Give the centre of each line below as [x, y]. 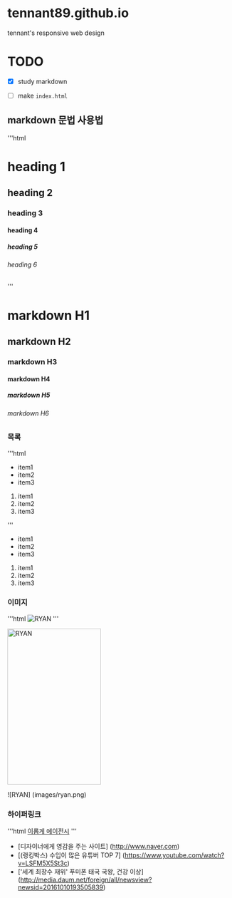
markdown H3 [32, 361]
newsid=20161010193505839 [60, 887]
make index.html [42, 96]
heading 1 [36, 167]
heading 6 [22, 264]
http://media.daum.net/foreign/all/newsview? [86, 880]
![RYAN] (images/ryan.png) [47, 794]
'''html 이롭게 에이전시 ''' [42, 831]
